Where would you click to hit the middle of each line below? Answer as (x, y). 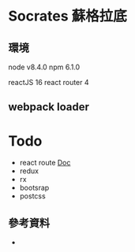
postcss (32, 196)
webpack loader (49, 107)
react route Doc (45, 163)
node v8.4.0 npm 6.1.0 (44, 67)
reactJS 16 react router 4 (49, 82)
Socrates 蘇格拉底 (68, 16)
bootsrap (34, 188)
